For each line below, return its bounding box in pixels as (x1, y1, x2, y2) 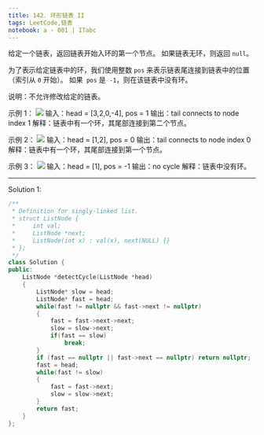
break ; (64, 339, 86, 347)
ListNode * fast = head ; (36, 295, 114, 303)
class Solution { (8, 259, 65, 267)
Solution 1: (8, 185, 42, 194)
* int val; (11, 222, 61, 230)
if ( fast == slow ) (49, 332, 108, 340)
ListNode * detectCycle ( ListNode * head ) (22, 273, 153, 282)
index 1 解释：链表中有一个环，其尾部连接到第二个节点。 (8, 119, 191, 128)
